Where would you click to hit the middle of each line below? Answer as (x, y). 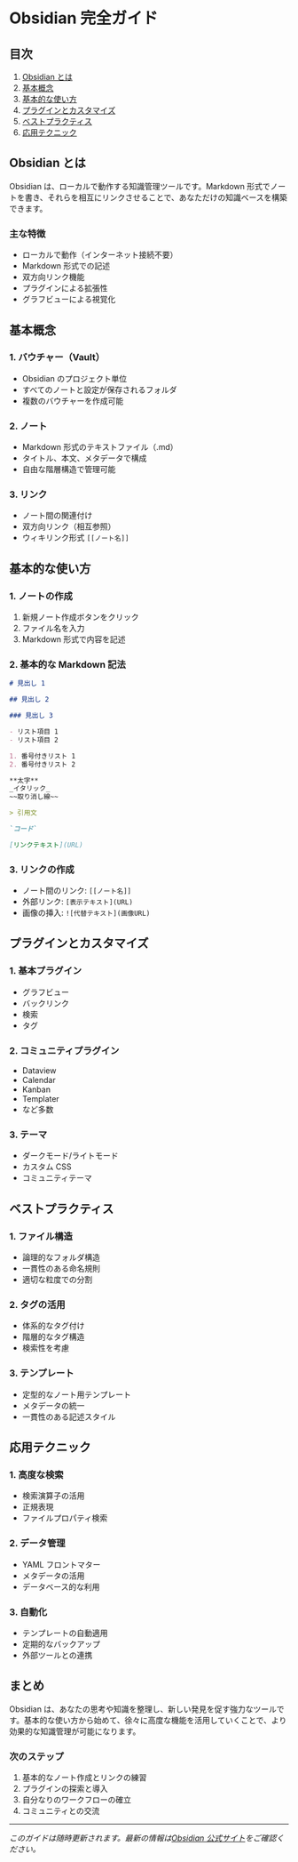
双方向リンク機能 (53, 277)
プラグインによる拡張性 (65, 288)
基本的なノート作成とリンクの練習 (84, 1778)
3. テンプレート (42, 1373)
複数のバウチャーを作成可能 (73, 400)
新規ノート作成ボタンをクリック (80, 617)
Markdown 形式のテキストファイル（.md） (100, 447)
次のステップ (37, 1756)
